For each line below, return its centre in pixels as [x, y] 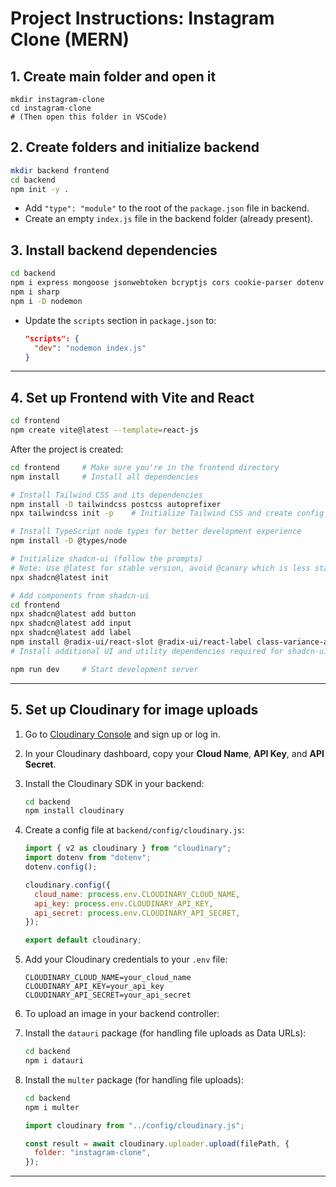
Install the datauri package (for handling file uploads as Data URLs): [165, 1033]
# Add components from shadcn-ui [80, 595]
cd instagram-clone [51, 108]
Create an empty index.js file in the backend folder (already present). [169, 219]
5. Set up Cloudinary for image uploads [134, 710]
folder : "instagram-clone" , [93, 1153]
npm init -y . [40, 189]
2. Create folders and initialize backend [135, 147]
